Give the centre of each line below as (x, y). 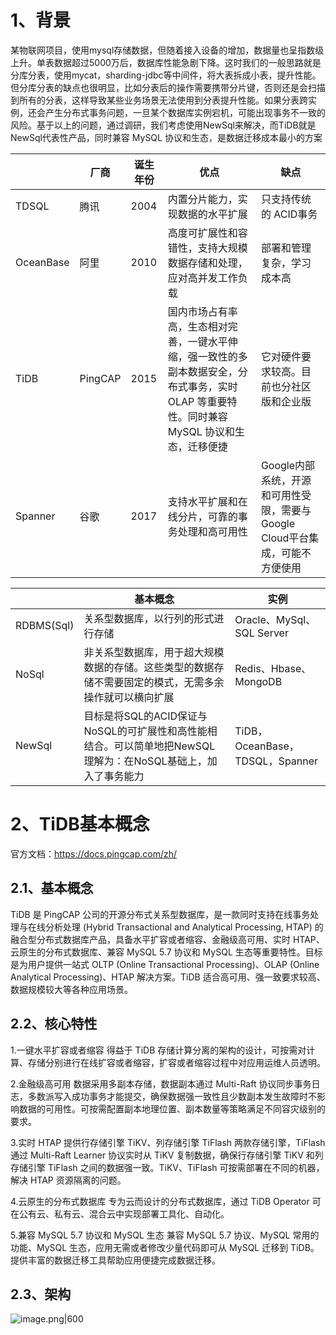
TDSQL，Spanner (276, 761)
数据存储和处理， (207, 263)
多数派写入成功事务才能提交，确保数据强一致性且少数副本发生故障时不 (172, 1096)
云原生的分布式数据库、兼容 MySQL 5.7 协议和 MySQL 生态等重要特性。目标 (166, 952)
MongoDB (258, 681)
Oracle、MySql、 (275, 619)
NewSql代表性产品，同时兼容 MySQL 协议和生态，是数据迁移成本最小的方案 (166, 137)
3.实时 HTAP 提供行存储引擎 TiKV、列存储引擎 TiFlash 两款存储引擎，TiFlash (168, 1142)
